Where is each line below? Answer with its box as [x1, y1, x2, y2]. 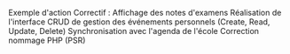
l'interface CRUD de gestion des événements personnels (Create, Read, [8, 17, 270, 27]
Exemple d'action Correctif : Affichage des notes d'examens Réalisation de [8, 8, 282, 17]
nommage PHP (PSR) [8, 35, 86, 45]
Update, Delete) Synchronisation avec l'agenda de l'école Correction [8, 26, 259, 36]
